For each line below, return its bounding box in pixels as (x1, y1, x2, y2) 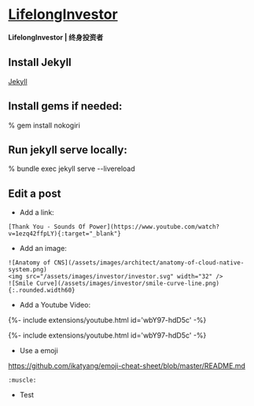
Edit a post (8, 186, 61, 200)
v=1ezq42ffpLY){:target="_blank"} (8, 230, 122, 238)
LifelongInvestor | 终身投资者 (8, 32, 104, 42)
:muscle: (8, 376, 37, 385)
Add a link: (19, 208, 55, 217)
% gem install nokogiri (8, 120, 81, 130)
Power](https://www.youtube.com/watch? (89, 223, 220, 231)
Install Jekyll (8, 56, 72, 69)
